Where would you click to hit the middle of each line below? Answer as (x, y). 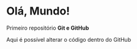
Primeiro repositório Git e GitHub (48, 28)
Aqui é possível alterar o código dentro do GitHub (69, 39)
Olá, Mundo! (38, 11)
